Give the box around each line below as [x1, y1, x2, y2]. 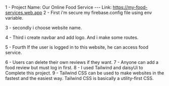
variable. [5, 15, 24, 21]
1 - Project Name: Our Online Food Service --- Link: [5, 5, 112, 10]
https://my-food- [112, 5, 148, 10]
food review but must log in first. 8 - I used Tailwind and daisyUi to [5, 65, 143, 70]
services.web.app [5, 10, 42, 16]
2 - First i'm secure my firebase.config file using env [43, 10, 152, 16]
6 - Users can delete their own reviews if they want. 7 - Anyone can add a [5, 59, 159, 65]
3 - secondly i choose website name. [5, 25, 82, 31]
